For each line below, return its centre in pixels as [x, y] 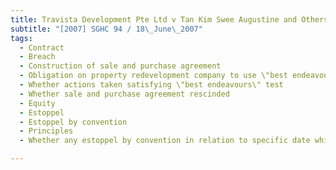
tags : [21, 38]
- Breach [37, 57]
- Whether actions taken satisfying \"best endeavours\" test [151, 85]
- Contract [42, 47]
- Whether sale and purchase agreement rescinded [124, 94]
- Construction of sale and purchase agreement [120, 66]
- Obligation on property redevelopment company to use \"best [153, 76]
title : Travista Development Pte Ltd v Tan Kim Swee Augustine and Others [169, 19]
